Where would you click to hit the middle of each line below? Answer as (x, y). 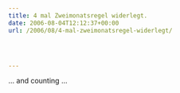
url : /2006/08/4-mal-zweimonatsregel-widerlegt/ (90, 30)
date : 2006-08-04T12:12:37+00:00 (64, 23)
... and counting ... (38, 81)
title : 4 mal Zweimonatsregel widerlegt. (78, 15)
